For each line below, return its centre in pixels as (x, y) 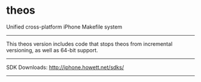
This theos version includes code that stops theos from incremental (89, 44)
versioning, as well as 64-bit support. (52, 50)
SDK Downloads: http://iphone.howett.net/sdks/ (65, 67)
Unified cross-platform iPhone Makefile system (64, 27)
